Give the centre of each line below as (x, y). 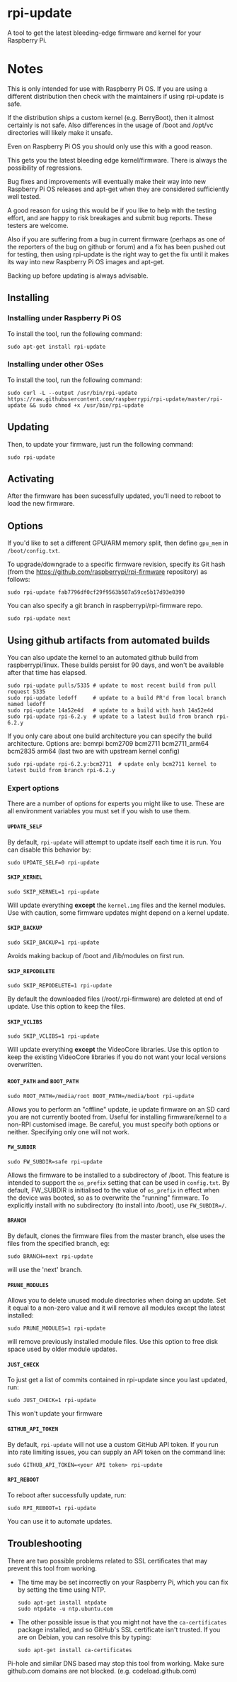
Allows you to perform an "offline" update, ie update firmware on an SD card (118, 1109)
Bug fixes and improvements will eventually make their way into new (107, 181)
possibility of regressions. (45, 168)
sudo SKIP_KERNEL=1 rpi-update (53, 892)
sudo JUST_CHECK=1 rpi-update (52, 1401)
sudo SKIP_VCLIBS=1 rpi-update (53, 1036)
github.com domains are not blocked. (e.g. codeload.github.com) (102, 1671)
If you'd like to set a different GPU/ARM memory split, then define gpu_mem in (118, 543)
